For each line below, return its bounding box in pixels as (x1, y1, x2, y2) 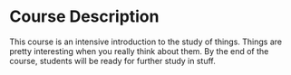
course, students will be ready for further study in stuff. (9, 55, 216, 66)
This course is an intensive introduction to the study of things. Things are (9, 36, 283, 47)
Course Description (9, 6, 160, 27)
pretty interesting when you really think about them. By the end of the (9, 45, 269, 56)
